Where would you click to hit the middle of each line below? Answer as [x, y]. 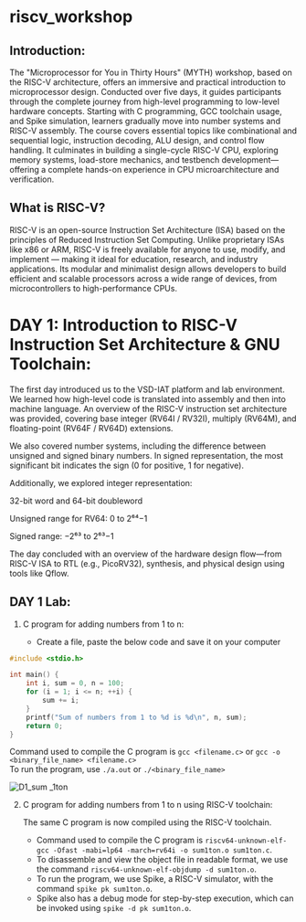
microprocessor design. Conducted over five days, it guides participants [145, 92]
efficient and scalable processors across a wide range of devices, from [143, 278]
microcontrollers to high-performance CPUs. [94, 288]
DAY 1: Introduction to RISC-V [123, 325]
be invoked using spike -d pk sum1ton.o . [114, 908]
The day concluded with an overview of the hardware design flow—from [146, 554]
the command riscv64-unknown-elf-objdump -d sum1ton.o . [147, 869]
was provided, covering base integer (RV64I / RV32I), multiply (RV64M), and [153, 419]
